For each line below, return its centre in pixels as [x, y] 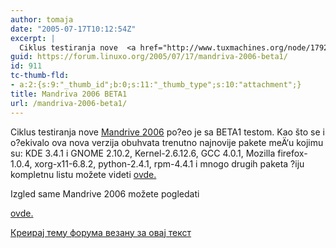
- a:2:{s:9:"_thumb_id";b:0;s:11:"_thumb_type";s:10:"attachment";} [156, 85]
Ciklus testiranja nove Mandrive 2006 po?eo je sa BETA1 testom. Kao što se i [167, 132]
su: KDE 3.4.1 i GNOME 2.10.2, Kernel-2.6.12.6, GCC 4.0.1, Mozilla [143, 153]
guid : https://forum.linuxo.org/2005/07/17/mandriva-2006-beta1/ [149, 57]
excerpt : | [33, 38]
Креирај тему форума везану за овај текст [101, 232]
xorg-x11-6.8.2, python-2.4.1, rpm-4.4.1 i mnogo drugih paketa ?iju [169, 163]
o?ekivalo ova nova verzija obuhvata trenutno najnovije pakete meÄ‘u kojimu [167, 142]
